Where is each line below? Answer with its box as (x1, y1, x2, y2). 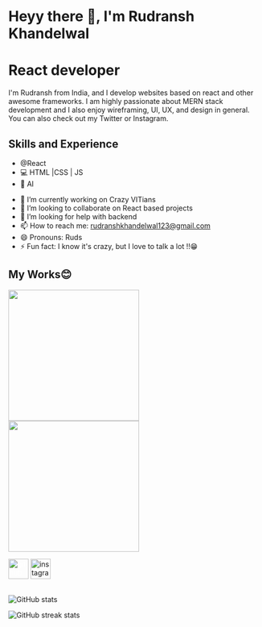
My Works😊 (8, 268, 72, 281)
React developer (8, 61, 121, 80)
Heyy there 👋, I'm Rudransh (8, 7, 195, 26)
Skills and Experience (8, 137, 119, 151)
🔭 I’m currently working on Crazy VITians (19, 194, 157, 204)
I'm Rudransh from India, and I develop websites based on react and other (8, 88, 254, 98)
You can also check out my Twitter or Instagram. (8, 114, 169, 123)
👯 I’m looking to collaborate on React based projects (19, 203, 193, 213)
